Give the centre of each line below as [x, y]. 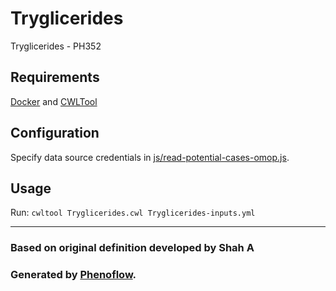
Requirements [55, 77]
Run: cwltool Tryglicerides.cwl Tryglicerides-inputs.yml [133, 213]
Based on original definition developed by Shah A [132, 248]
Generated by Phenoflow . [73, 275]
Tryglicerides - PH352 [56, 46]
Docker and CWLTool [54, 101]
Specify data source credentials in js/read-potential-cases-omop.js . [150, 157]
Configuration [55, 133]
